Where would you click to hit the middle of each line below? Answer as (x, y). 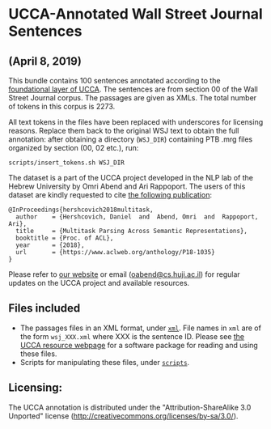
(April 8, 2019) (45, 61)
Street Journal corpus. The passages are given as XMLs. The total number (133, 98)
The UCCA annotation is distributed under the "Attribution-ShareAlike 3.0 (130, 407)
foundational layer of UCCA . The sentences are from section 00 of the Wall (133, 89)
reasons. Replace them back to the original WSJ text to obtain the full (124, 131)
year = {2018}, (50, 245)
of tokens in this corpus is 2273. (62, 106)
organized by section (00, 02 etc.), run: (74, 148)
